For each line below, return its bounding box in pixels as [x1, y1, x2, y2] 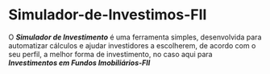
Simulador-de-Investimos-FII [8, 6, 207, 24]
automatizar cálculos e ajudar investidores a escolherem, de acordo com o [8, 40, 256, 50]
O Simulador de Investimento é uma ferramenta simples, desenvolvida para [8, 32, 262, 42]
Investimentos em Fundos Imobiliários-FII [8, 58, 151, 68]
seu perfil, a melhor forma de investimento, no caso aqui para [8, 49, 213, 59]
